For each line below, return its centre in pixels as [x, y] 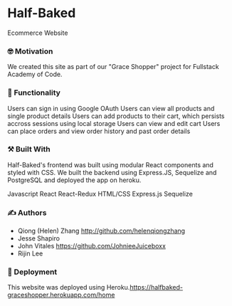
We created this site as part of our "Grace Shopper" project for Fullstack [113, 67]
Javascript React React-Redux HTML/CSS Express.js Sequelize [100, 194]
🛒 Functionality [34, 93]
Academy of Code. [35, 74]
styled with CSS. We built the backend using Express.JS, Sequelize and [112, 172]
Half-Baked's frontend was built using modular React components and [110, 164]
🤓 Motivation [30, 51]
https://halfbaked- [156, 287]
